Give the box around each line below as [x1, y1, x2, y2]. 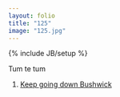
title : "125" [8, 19, 52, 27]
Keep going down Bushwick [19, 79, 112, 89]
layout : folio [8, 11, 56, 20]
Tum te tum [8, 64, 46, 74]
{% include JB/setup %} [8, 49, 88, 59]
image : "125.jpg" [8, 26, 66, 34]
